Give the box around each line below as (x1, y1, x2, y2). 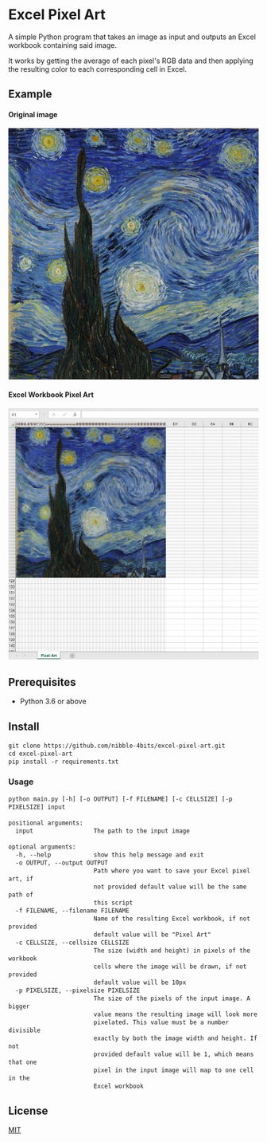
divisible (8, 1026, 41, 1034)
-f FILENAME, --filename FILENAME (15, 907, 130, 915)
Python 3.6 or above (19, 696, 87, 707)
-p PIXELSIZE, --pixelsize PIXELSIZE (15, 986, 141, 994)
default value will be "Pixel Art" (93, 931, 212, 939)
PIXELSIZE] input (8, 803, 66, 811)
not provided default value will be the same (93, 883, 247, 891)
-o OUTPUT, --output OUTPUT (15, 859, 109, 867)
